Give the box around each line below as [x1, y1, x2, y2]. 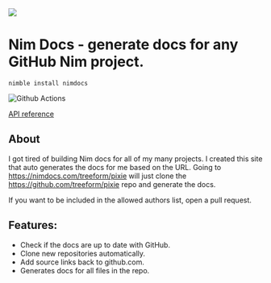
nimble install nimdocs [8, 79, 89, 87]
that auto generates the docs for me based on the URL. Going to [8, 162, 222, 172]
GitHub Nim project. [8, 52, 144, 71]
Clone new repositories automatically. [19, 248, 146, 258]
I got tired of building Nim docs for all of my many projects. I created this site [8, 153, 263, 164]
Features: [8, 218, 58, 232]
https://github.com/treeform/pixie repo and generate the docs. [8, 179, 216, 189]
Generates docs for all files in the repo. [19, 265, 150, 275]
